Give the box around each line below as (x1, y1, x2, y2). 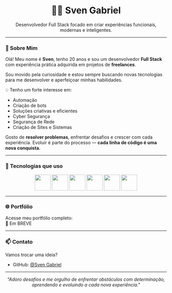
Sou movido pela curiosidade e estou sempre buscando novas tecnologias (5, 72, 163, 78)
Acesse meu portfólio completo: (5, 215, 73, 221)
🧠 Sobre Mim (5, 44, 38, 52)
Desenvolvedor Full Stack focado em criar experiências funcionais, (15, 21, 157, 28)
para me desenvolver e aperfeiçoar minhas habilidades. (5, 77, 123, 83)
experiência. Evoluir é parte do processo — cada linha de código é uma (5, 140, 157, 146)
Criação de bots (12, 102, 47, 109)
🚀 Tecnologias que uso (5, 163, 63, 170)
